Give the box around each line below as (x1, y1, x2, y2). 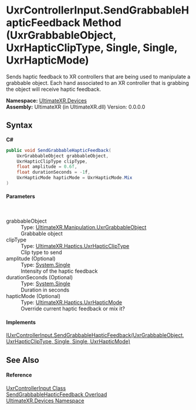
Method (82, 16, 121, 29)
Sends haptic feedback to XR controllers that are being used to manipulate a (6, 73, 191, 80)
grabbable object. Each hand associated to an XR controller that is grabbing (6, 79, 190, 86)
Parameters (6, 193, 35, 200)
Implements (6, 319, 36, 326)
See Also (6, 355, 39, 365)
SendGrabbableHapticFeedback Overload (6, 391, 107, 398)
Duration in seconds (21, 286, 69, 293)
